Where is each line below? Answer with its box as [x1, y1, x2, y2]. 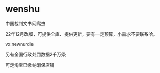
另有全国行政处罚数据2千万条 [5, 51, 66, 57]
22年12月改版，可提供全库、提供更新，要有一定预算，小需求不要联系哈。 [5, 31, 158, 37]
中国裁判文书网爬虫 [5, 20, 46, 26]
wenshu [5, 3, 40, 15]
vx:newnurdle [5, 41, 34, 47]
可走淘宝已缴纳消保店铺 [5, 62, 54, 68]
